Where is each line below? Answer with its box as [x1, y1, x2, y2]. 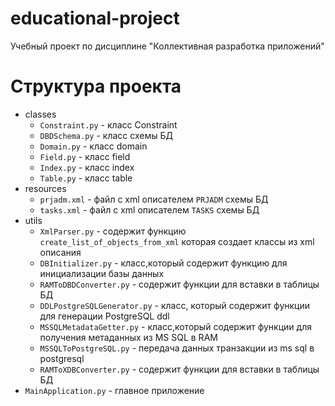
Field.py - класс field [39, 150, 131, 162]
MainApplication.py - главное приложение [24, 384, 205, 396]
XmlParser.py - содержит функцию [39, 225, 187, 237]
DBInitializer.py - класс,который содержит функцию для [39, 257, 288, 269]
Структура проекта [10, 75, 182, 98]
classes [24, 108, 57, 120]
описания [39, 246, 82, 258]
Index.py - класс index [39, 161, 135, 173]
